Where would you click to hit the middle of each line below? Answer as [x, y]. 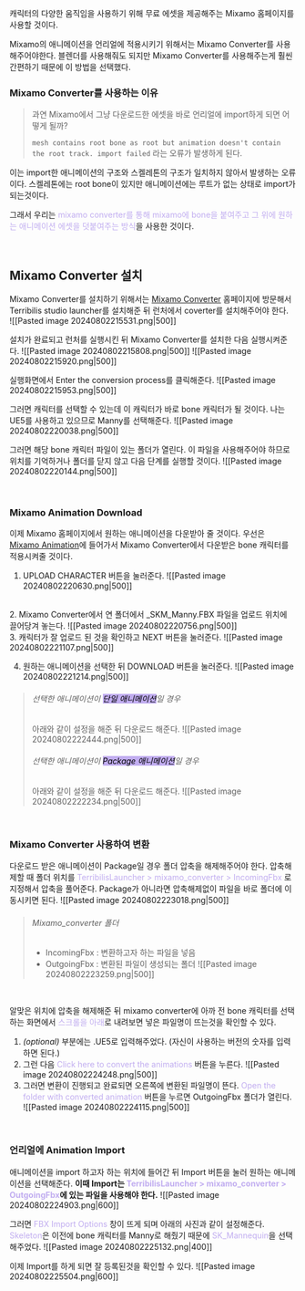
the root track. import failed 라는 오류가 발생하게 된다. [137, 153]
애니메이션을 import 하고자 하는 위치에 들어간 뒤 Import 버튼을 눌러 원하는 [141, 1171]
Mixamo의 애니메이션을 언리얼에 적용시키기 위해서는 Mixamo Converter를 [142, 44]
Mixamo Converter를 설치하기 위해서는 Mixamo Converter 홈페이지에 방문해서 [151, 299]
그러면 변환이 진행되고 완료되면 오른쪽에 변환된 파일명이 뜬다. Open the [149, 1086]
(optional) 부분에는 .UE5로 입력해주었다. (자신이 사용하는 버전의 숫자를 [148, 1042]
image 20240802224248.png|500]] [90, 1075]
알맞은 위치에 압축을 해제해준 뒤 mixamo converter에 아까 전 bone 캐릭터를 [144, 1011]
